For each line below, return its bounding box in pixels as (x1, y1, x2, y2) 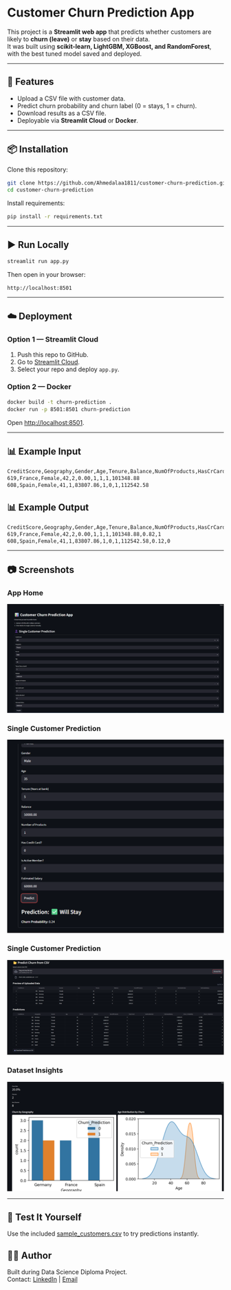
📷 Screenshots (7, 563, 74, 576)
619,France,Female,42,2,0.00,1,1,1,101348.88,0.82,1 (7, 531, 162, 538)
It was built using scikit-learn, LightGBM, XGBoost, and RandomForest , (7, 42, 212, 50)
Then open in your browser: (7, 270, 86, 278)
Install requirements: (7, 199, 65, 207)
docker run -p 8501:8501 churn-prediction (7, 406, 131, 413)
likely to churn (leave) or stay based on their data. (7, 34, 150, 43)
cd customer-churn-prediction (7, 187, 94, 194)
